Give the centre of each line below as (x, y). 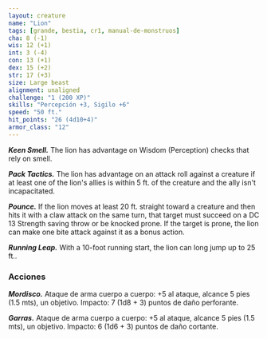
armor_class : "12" (39, 127)
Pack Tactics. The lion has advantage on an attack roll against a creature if (132, 173)
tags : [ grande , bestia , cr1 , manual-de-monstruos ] (94, 30)
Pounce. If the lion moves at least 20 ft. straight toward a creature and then (132, 206)
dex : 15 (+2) (30, 68)
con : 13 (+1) (30, 61)
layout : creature (37, 16)
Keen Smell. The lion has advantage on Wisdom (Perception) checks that (129, 150)
